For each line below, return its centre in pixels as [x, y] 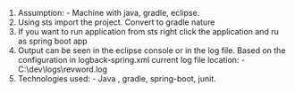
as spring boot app [52, 41]
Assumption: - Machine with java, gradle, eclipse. [109, 13]
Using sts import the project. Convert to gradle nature [116, 22]
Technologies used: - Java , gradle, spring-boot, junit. [117, 78]
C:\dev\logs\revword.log [63, 69]
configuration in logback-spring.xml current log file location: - [131, 60]
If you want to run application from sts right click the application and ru [148, 31]
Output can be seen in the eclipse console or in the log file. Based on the [152, 50]
